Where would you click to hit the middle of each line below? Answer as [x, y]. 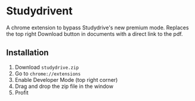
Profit [21, 92]
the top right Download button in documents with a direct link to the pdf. [95, 33]
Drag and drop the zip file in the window [64, 86]
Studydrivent [39, 11]
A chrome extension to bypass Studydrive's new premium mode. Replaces [97, 27]
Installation [27, 53]
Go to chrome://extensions [48, 74]
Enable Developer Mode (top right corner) [66, 79]
